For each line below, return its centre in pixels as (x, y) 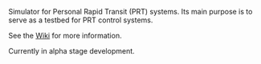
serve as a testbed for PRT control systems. (81, 20)
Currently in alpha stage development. (71, 51)
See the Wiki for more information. (65, 36)
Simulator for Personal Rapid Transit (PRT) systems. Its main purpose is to (130, 12)
